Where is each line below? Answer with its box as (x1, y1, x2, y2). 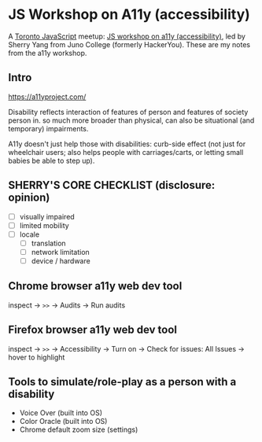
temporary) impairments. (8, 123, 89, 133)
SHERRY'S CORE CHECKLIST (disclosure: (8, 179, 216, 192)
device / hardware (31, 256, 90, 265)
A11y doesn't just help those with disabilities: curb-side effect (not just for (8, 139, 246, 149)
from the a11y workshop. (8, 48, 87, 57)
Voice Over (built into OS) (19, 408, 102, 418)
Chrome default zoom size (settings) (19, 425, 138, 434)
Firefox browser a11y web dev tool (8, 323, 178, 337)
